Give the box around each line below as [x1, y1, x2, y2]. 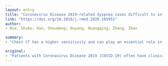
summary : [5, 35, 23, 40]
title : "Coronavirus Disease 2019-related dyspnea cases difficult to [5, 12, 155, 17]
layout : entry [5, 7, 35, 12]
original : [5, 48, 26, 53]
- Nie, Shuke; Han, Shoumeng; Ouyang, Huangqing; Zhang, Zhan [5, 26, 137, 31]
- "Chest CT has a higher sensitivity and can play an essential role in [5, 39, 162, 45]
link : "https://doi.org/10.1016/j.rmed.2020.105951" [5, 16, 117, 21]
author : [5, 21, 21, 26]
